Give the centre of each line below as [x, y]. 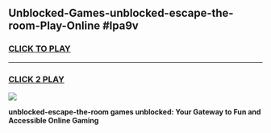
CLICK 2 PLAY [36, 79]
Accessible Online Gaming [54, 120]
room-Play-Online [54, 26]
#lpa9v [120, 26]
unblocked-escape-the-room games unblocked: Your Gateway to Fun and [135, 111]
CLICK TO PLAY [40, 49]
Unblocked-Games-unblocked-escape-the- [121, 13]
